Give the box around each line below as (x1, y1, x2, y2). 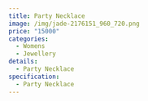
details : (8, 58, 38, 66)
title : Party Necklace (8, 11, 85, 20)
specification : (8, 72, 60, 81)
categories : (8, 34, 49, 43)
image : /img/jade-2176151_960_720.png (8, 20, 140, 28)
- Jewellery (15, 50, 57, 58)
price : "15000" (8, 27, 60, 35)
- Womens (15, 42, 46, 50)
